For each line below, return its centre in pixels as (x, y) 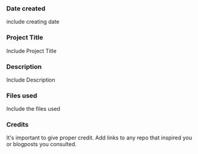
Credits (17, 125)
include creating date (33, 22)
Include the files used (34, 109)
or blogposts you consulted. (42, 144)
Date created (26, 9)
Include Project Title (31, 51)
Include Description (31, 80)
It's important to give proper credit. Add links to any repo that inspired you (99, 138)
